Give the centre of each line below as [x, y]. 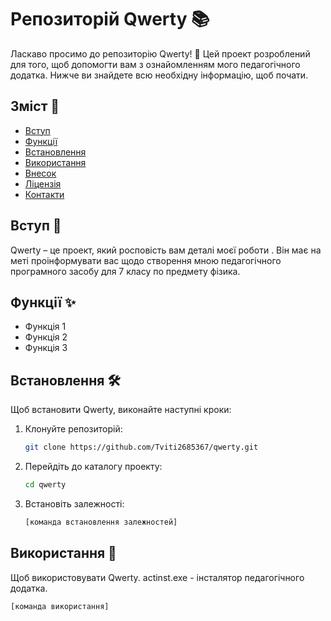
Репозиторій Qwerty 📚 [110, 19]
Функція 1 [45, 327]
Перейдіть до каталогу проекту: [93, 467]
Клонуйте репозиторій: [73, 429]
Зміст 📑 [35, 106]
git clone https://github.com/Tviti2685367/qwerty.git [141, 447]
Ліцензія [43, 183]
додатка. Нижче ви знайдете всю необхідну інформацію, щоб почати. [159, 75]
